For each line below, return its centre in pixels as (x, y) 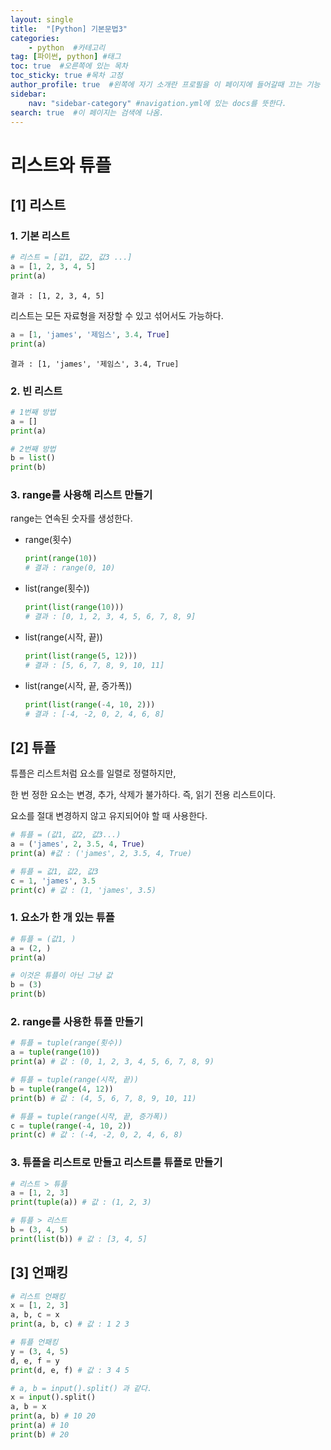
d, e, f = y (35, 1361)
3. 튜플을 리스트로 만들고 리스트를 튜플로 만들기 (116, 1163)
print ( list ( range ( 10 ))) (74, 607)
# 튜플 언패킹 (34, 1342)
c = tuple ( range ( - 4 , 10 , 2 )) (71, 1126)
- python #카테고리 (67, 47)
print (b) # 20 (40, 1434)
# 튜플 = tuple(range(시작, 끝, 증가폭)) (89, 1116)
